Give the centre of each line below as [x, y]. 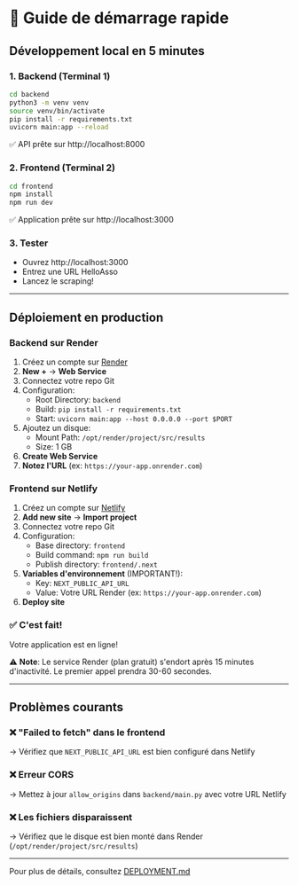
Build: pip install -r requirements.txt [108, 409]
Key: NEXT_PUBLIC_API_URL [82, 583]
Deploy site [43, 602]
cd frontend [31, 186]
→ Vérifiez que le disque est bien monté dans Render [106, 836]
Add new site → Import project [79, 517]
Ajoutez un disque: [56, 428]
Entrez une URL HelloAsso [70, 272]
